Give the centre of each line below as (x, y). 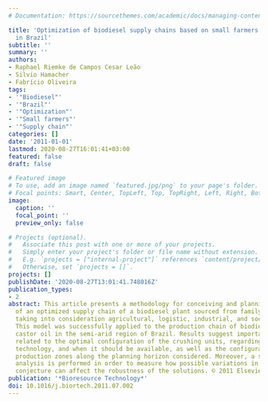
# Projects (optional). (48, 237)
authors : (23, 60)
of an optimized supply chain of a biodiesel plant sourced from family (139, 312)
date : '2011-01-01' (41, 141)
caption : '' (35, 208)
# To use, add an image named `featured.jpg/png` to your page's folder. (134, 186)
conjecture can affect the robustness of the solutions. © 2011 (124, 371)
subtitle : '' (30, 45)
